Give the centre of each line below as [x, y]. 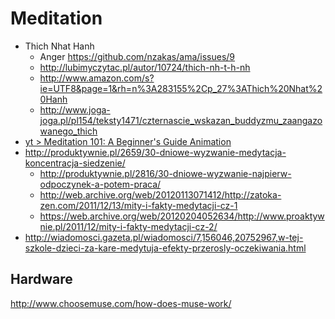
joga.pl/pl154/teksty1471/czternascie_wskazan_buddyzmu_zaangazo [181, 120]
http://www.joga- [75, 109]
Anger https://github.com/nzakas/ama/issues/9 [137, 56]
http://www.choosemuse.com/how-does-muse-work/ [121, 303]
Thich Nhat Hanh [59, 46]
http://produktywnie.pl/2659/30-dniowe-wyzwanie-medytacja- [155, 152]
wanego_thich [68, 131]
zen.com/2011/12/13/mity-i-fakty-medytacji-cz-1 [138, 205]
